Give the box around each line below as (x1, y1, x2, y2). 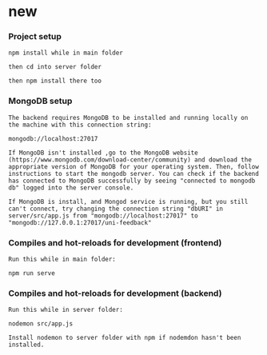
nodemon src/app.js (8, 320, 74, 328)
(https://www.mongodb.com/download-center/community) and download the (8, 155, 252, 164)
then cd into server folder (8, 63, 102, 71)
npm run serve (8, 269, 56, 277)
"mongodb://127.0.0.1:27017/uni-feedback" (8, 218, 152, 226)
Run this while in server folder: (8, 306, 124, 314)
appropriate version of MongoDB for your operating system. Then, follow (8, 162, 260, 170)
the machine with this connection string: (8, 121, 152, 129)
